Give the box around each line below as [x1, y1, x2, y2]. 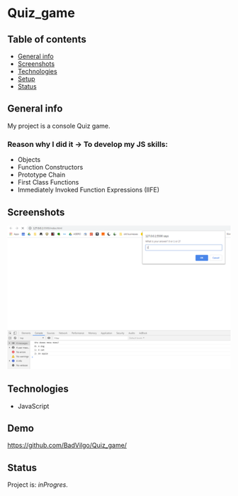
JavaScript [17, 402, 50, 410]
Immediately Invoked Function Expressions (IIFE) [17, 186, 160, 194]
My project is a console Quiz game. [7, 121, 110, 130]
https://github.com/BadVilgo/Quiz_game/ [7, 441, 127, 450]
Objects [17, 155, 41, 164]
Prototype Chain [17, 170, 66, 179]
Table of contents [7, 33, 86, 45]
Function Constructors [17, 163, 84, 172]
